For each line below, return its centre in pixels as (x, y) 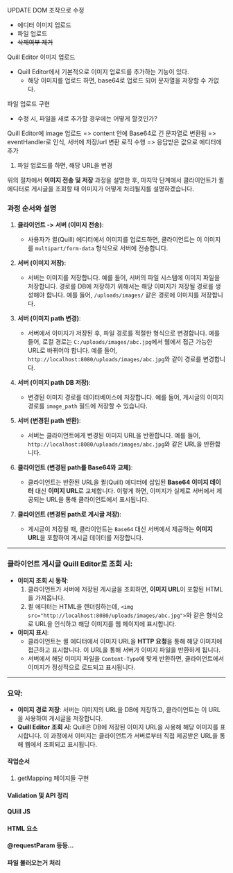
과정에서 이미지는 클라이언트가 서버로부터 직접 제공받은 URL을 (135, 735)
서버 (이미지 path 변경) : (49, 318)
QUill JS (19, 812)
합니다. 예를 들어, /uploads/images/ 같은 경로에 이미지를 (123, 295)
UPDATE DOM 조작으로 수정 (46, 10)
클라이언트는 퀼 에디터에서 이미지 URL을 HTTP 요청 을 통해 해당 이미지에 (125, 641)
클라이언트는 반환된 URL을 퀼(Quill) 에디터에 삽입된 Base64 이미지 (118, 482)
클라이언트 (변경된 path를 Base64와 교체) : (75, 467)
